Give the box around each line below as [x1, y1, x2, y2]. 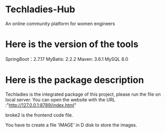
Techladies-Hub [5, 4, 75, 15]
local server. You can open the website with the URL [5, 96, 116, 103]
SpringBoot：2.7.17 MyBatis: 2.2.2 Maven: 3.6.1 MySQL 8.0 [5, 56, 129, 62]
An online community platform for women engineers [5, 20, 115, 27]
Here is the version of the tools [5, 38, 139, 50]
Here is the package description [5, 74, 144, 86]
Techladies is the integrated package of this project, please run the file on [5, 91, 161, 97]
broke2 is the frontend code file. [5, 112, 73, 118]
